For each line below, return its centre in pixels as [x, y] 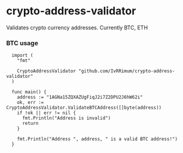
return [30, 124]
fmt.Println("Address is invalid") [66, 118]
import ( [22, 56]
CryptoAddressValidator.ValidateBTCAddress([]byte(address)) [84, 108]
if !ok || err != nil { [47, 113]
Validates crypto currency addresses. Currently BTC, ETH [77, 27]
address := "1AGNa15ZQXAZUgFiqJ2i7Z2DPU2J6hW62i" [80, 97]
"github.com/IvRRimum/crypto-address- [127, 71]
